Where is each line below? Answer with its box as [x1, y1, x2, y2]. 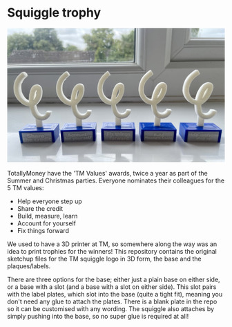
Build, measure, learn [17, 212, 78, 220]
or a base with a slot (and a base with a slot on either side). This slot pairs [7, 282, 217, 291]
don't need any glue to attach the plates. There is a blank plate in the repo [7, 297, 217, 306]
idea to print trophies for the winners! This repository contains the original [7, 247, 217, 255]
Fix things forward [17, 226, 69, 234]
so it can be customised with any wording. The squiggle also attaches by [7, 304, 215, 312]
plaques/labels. [7, 261, 51, 270]
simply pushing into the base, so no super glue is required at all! [7, 312, 189, 320]
